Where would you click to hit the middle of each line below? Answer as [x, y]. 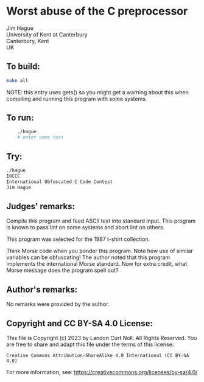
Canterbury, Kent [28, 41]
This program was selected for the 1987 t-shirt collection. [78, 239]
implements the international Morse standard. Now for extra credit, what [97, 264]
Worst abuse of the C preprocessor [97, 11]
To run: [20, 118]
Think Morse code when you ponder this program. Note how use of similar [100, 251]
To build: [23, 67]
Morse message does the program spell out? [62, 270]
